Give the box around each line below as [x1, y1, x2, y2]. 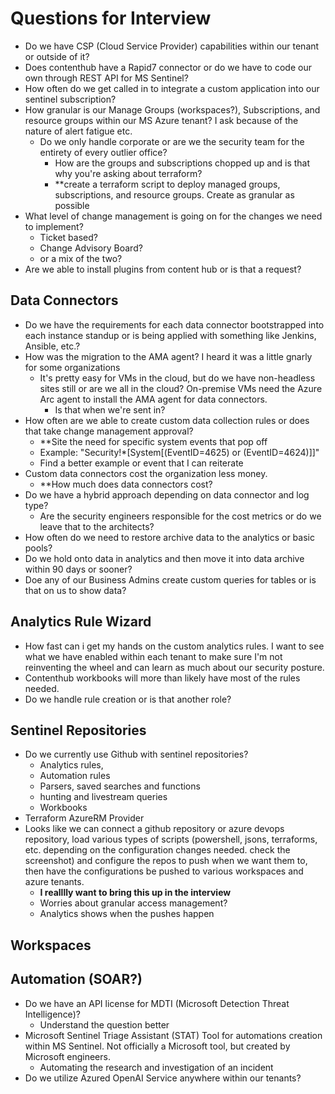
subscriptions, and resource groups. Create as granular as [54, 188, 295, 201]
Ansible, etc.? [24, 340, 81, 352]
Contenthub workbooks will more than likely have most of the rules [24, 672, 301, 684]
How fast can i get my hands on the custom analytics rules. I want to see [24, 640, 325, 652]
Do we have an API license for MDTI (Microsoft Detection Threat [24, 997, 290, 1009]
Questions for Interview [10, 7, 212, 30]
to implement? [24, 220, 84, 232]
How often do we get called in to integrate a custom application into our [24, 82, 320, 94]
